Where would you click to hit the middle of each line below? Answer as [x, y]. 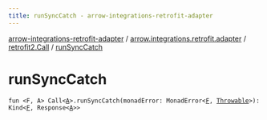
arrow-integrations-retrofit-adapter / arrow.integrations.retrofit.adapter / [127, 38]
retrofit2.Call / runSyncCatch [55, 47]
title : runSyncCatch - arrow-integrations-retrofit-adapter [111, 16]
